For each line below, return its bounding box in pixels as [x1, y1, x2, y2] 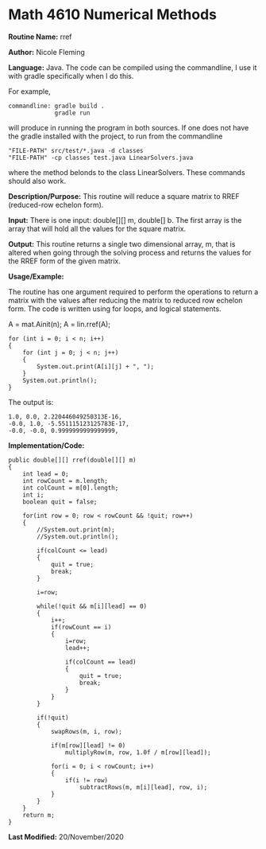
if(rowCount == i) [50, 623, 112, 631]
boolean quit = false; [22, 497, 98, 506]
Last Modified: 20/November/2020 [8, 831, 125, 841]
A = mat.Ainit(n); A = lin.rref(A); [8, 319, 111, 329]
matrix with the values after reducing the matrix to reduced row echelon [8, 295, 243, 305]
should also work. [8, 176, 67, 185]
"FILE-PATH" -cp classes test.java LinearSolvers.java [8, 154, 194, 162]
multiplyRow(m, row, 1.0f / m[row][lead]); [64, 748, 212, 757]
